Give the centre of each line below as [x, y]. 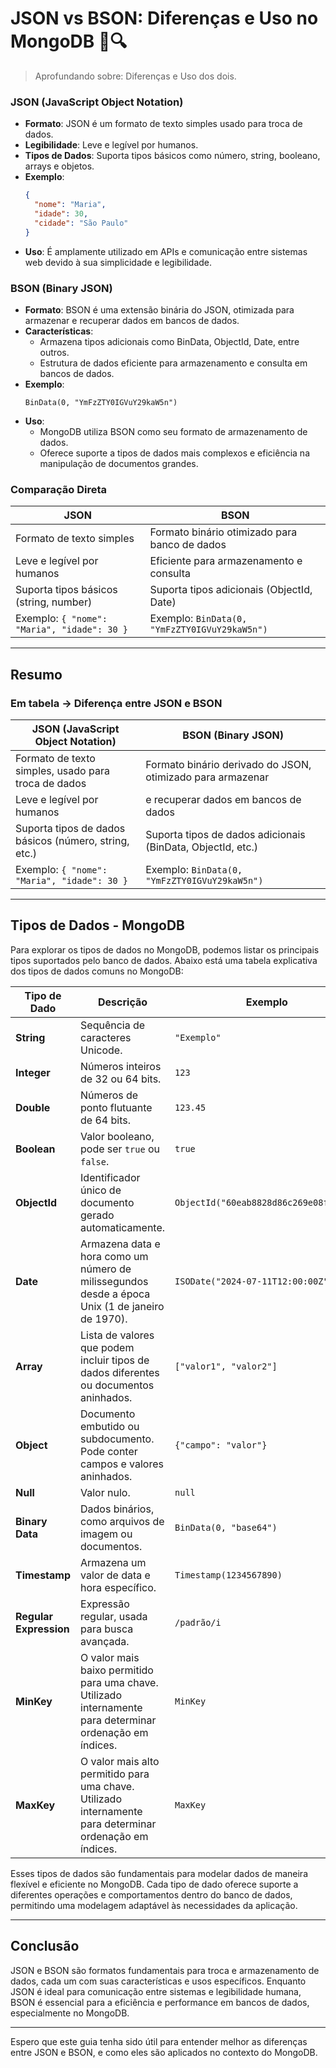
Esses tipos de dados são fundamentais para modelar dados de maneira [159, 1873]
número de [106, 1269]
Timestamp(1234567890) [228, 1575]
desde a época [115, 1294]
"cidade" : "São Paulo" [81, 223]
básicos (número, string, [72, 840]
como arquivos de [122, 1521]
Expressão [105, 1604]
